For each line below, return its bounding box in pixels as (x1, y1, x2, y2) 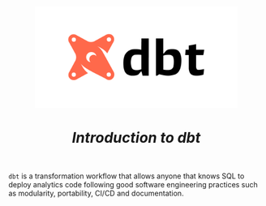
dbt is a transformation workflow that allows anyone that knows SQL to (8, 171, 245, 181)
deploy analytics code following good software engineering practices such (8, 179, 258, 189)
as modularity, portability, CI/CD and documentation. (8, 188, 184, 198)
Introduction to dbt (71, 129, 201, 147)
